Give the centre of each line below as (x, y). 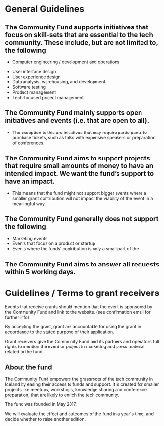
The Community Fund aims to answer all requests (82, 264)
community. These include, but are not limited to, (82, 42)
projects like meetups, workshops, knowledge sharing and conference (76, 389)
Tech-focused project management (48, 97)
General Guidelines (45, 9)
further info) (17, 317)
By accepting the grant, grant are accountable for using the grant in (73, 326)
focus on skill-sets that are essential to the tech (79, 35)
